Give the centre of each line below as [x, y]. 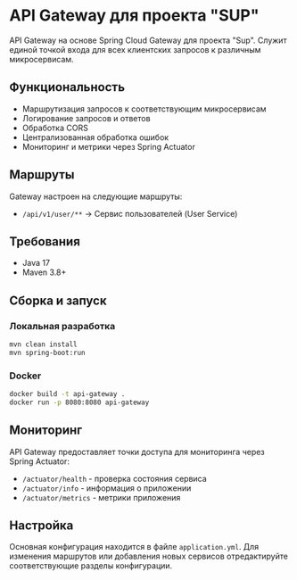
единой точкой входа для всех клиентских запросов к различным [135, 49]
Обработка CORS [55, 128]
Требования [45, 241]
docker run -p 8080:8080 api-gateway [79, 402]
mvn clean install [43, 344]
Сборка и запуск [58, 300]
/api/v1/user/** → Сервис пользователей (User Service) [130, 213]
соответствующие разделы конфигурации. [91, 566]
